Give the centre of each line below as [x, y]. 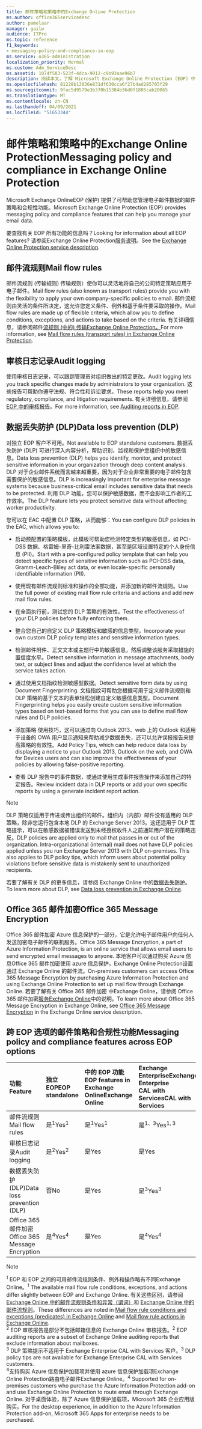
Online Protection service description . [53, 248]
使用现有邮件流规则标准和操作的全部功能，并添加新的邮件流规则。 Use [101, 586]
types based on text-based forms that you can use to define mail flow [101, 711]
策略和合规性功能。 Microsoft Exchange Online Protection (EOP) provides [96, 207]
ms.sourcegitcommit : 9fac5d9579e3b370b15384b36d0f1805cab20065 [87, 90]
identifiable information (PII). [50, 573]
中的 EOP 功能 [104, 1072]
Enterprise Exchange [168, 1076]
